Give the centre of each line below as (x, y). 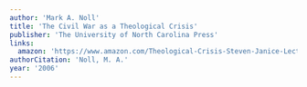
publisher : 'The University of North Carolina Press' (114, 34)
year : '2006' (34, 69)
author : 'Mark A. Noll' (55, 18)
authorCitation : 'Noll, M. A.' (69, 60)
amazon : (32, 52)
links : (22, 43)
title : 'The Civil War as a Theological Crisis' (104, 26)
